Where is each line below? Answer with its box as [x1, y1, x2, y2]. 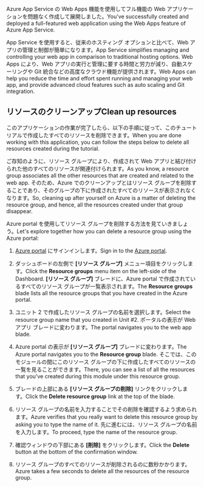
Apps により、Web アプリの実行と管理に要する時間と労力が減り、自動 [6, 60, 182, 67]
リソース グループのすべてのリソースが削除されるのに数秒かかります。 [15, 460, 191, 468]
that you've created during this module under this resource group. [15, 372, 180, 380]
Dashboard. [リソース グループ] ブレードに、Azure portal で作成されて [15, 275, 191, 282]
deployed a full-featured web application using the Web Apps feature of [6, 20, 186, 27]
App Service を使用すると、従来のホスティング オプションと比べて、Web [6, 39, 189, 46]
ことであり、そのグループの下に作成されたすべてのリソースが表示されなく [11, 186, 196, 194]
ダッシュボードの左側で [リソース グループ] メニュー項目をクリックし [15, 260, 188, 267]
